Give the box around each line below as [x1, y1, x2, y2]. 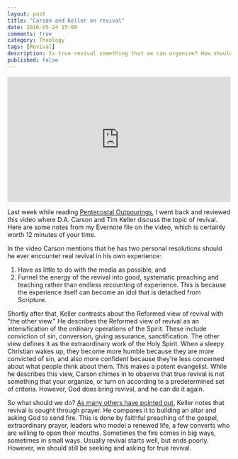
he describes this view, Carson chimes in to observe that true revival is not [7, 370, 225, 378]
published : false [7, 57, 59, 64]
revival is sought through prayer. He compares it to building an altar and [7, 406, 217, 415]
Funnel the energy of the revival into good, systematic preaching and [17, 273, 220, 282]
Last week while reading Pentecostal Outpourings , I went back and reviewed [7, 208, 231, 216]
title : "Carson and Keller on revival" [7, 17, 125, 24]
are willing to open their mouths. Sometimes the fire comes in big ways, [7, 428, 216, 437]
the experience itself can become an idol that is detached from [17, 288, 201, 297]
